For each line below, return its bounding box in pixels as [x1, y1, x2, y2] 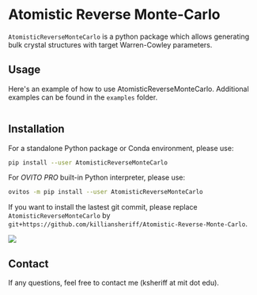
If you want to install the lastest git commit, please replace [8, 202, 198, 212]
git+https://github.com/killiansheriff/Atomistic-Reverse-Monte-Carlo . [8, 219, 248, 229]
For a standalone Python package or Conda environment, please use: [8, 143, 234, 153]
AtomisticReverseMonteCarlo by [8, 211, 111, 221]
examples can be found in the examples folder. [8, 93, 158, 102]
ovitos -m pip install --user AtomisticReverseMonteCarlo [8, 188, 203, 196]
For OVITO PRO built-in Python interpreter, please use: [8, 172, 186, 183]
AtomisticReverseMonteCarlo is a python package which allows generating [8, 32, 250, 41]
